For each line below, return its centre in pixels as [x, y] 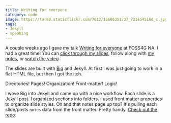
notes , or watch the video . [33, 58]
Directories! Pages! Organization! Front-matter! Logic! [61, 84]
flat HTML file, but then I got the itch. [44, 74]
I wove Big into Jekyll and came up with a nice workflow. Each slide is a [80, 93]
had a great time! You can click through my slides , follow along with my [80, 53]
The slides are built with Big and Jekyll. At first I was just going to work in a [84, 68]
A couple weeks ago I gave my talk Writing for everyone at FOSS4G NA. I [82, 48]
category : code [21, 15]
